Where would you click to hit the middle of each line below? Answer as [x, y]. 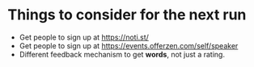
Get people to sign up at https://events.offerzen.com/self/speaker [129, 45]
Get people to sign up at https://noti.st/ [84, 37]
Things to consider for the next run [127, 15]
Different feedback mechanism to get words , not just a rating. [122, 54]
